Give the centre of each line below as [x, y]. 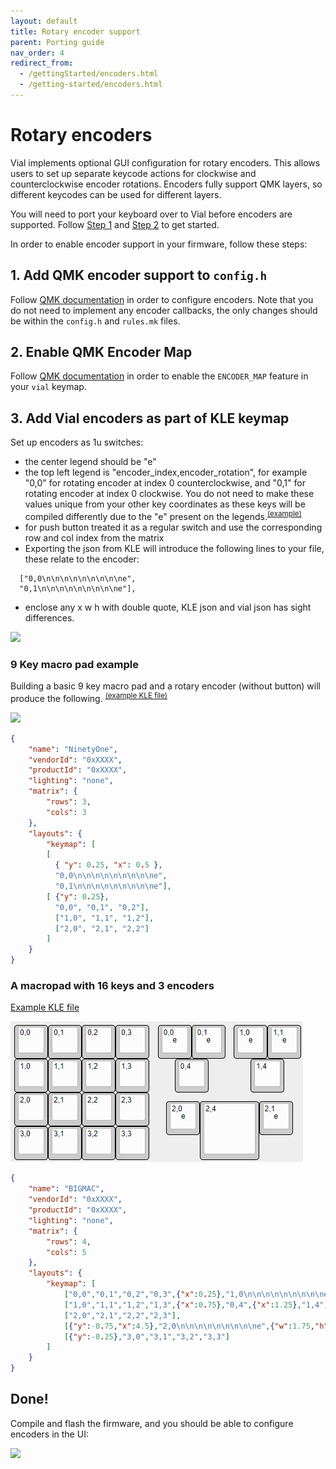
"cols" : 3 [66, 812]
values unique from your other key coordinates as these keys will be [165, 504]
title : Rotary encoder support [75, 31]
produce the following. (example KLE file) [89, 697]
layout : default [44, 21]
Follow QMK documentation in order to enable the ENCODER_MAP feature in [159, 376]
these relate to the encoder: [82, 559]
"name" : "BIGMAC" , [66, 1189]
